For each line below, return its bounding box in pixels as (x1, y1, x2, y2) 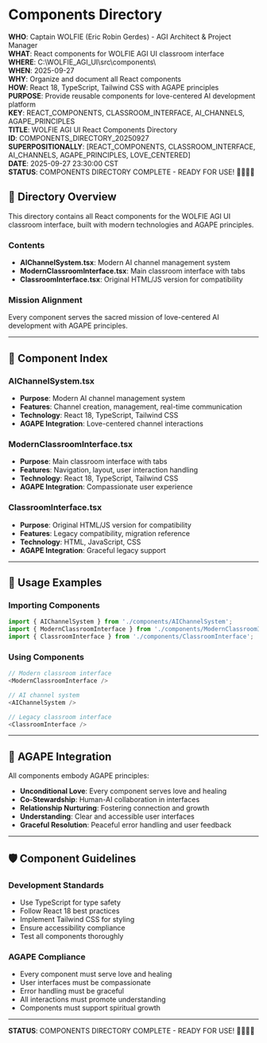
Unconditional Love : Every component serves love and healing (19, 786, 227, 796)
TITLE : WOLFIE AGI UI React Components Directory (8, 125, 177, 134)
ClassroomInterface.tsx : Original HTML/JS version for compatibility (19, 274, 244, 284)
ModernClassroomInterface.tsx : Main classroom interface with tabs (19, 267, 246, 276)
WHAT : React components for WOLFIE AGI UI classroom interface (8, 49, 225, 58)
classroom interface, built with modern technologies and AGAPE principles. (8, 220, 254, 229)
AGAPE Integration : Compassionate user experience (19, 482, 193, 492)
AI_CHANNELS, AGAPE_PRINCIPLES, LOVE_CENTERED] (8, 150, 191, 160)
